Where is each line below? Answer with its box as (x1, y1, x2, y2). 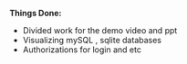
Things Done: (9, 8, 62, 18)
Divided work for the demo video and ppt (22, 25, 178, 35)
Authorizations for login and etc (22, 44, 141, 55)
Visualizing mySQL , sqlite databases (22, 35, 162, 45)
